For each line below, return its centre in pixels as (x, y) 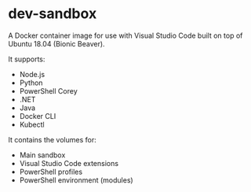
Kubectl (32, 124)
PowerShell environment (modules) (76, 180)
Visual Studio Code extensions (69, 163)
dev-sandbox (53, 14)
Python (31, 83)
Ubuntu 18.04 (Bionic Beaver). (56, 43)
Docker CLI (38, 116)
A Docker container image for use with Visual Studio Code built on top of (125, 35)
